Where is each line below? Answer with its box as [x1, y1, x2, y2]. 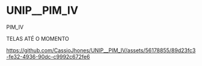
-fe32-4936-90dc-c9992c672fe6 [6, 53, 90, 60]
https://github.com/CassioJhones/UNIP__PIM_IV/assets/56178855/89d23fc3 [6, 46, 196, 54]
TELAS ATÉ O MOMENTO [6, 35, 69, 42]
